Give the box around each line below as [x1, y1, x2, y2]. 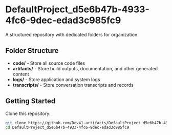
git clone [5, 120, 27, 125]
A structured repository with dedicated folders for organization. [5, 31, 139, 37]
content [12, 71, 29, 77]
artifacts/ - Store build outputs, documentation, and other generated [12, 65, 158, 71]
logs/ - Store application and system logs [12, 76, 100, 83]
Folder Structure [5, 46, 59, 55]
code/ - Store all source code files [12, 60, 85, 66]
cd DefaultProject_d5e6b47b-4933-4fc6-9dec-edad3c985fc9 [5, 125, 130, 130]
